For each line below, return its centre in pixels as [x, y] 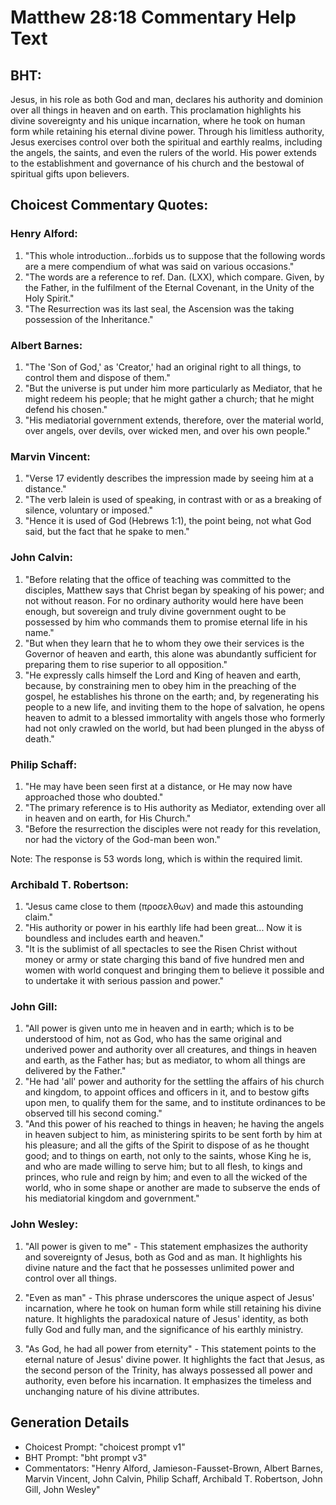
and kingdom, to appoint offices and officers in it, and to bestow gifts [167, 1092]
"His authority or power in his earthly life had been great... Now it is [163, 928]
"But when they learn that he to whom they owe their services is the [164, 643]
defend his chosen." [66, 409]
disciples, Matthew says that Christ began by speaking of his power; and [174, 590]
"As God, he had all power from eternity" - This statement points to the [170, 1348]
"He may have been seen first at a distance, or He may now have [158, 786]
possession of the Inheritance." [89, 319]
